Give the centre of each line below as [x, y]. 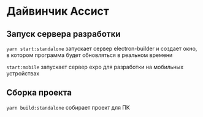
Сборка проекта [39, 93]
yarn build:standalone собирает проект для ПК [68, 107]
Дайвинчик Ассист [58, 11]
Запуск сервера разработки [63, 34]
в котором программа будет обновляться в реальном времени [90, 55]
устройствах [23, 74]
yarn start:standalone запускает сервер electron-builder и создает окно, [102, 48]
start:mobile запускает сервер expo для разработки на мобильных [95, 67]
